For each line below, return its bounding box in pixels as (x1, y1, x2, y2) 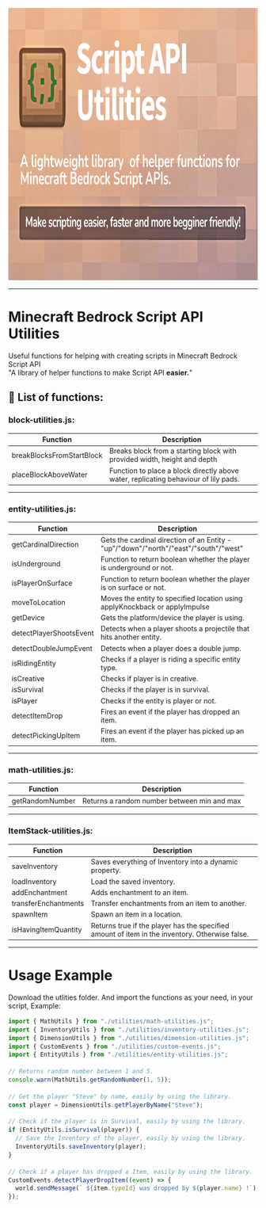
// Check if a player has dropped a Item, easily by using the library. (8, 1168, 253, 1176)
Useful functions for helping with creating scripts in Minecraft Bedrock (8, 351, 237, 360)
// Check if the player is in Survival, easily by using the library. (8, 1118, 246, 1126)
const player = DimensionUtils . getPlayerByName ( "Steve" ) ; (8, 1101, 203, 1109)
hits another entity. (100, 632, 162, 642)
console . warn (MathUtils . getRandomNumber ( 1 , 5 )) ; (8, 1076, 172, 1084)
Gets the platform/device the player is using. (100, 613, 245, 623)
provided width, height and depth (109, 455, 218, 464)
